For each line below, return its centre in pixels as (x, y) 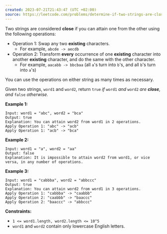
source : (13, 14)
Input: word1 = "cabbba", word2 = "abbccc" (51, 180)
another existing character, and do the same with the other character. (84, 59)
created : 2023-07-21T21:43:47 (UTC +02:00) (51, 10)
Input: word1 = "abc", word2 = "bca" (44, 113)
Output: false (20, 153)
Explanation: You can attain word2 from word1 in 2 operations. (73, 122)
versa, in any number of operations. (44, 162)
